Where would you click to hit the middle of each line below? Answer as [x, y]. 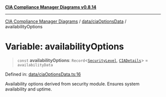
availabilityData [35, 65]
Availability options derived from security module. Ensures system [72, 84]
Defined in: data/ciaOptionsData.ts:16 [43, 74]
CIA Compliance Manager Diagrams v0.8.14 [51, 7]
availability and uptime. [29, 89]
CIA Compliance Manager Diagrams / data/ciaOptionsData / [66, 21]
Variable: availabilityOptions [65, 47]
